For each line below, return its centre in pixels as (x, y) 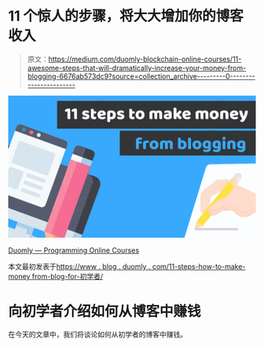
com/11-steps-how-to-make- (199, 267)
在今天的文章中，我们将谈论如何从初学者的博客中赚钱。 (97, 334)
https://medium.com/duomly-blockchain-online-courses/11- (145, 59)
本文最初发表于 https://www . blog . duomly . (79, 267)
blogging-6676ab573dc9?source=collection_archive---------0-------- (141, 76)
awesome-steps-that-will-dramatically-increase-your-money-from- (137, 68)
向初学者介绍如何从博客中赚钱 (105, 311)
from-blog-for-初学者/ (68, 277)
